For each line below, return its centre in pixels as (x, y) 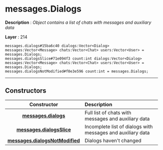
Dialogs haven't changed (113, 140)
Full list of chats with (108, 113)
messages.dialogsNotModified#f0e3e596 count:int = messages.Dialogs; (77, 71)
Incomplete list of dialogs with (119, 126)
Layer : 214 (16, 37)
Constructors (26, 91)
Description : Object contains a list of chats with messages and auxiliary (78, 22)
